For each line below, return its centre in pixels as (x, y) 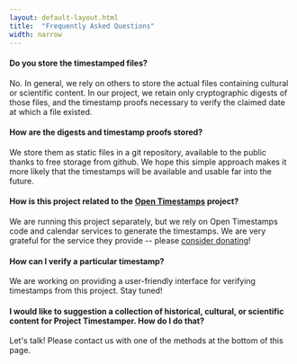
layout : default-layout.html (64, 18)
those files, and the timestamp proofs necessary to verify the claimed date (147, 102)
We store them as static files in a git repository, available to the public (138, 152)
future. (22, 181)
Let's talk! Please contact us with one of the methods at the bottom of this (146, 341)
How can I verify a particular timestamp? (87, 261)
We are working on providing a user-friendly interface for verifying (133, 281)
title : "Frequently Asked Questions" (82, 26)
